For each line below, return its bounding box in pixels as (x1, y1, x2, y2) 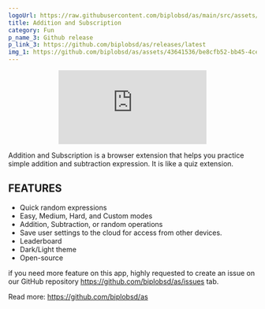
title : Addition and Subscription (8, 19, 122, 27)
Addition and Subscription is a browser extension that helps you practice (8, 151, 244, 160)
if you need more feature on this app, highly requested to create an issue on (8, 268, 256, 277)
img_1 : (8, 48, 30, 56)
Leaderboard (19, 236, 62, 245)
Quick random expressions (19, 203, 107, 212)
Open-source (19, 253, 64, 262)
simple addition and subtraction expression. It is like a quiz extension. (8, 159, 234, 168)
